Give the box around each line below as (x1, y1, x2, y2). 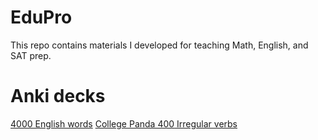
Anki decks (10, 85, 106, 108)
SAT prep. (10, 49, 52, 61)
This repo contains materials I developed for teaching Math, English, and (10, 39, 309, 51)
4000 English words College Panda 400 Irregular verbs (10, 117, 238, 130)
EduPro (10, 6, 73, 29)
